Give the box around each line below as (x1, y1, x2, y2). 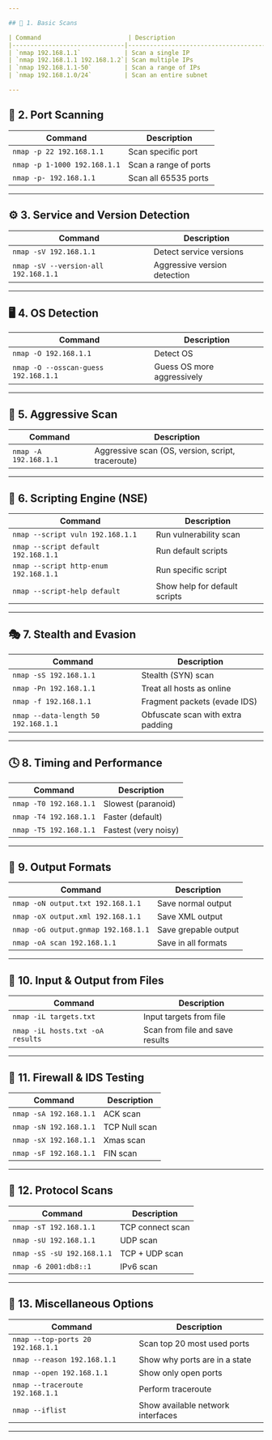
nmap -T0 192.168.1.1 (12, 799, 96, 808)
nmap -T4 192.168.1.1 (12, 812, 96, 822)
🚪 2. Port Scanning (8, 108, 104, 122)
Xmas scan (103, 1135, 146, 1145)
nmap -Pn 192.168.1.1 (12, 683, 96, 693)
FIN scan (103, 1148, 138, 1158)
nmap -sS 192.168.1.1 (12, 670, 96, 680)
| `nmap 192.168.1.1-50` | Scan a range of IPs (8, 64, 201, 72)
